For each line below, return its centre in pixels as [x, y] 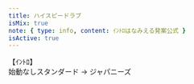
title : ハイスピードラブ [45, 16]
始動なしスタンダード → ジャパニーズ [70, 72]
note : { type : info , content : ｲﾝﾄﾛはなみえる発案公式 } [97, 30]
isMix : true [28, 23]
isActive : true [34, 38]
